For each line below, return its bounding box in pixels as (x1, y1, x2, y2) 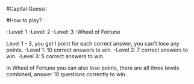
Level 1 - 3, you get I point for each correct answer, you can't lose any (6, 40, 180, 47)
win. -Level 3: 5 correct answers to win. (6, 53, 105, 59)
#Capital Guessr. (6, 5, 48, 12)
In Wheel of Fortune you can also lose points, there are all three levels (6, 64, 180, 71)
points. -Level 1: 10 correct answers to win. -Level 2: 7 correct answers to (6, 46, 189, 53)
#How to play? (6, 17, 42, 23)
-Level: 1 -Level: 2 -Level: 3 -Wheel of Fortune (6, 28, 120, 35)
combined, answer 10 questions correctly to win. (6, 71, 127, 77)
